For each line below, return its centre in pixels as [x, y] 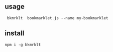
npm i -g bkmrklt [23, 45]
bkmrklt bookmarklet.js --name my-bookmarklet [58, 18]
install [15, 33]
